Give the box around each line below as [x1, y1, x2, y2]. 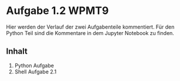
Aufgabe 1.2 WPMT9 [6, 4, 109, 17]
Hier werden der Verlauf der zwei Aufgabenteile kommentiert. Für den [6, 23, 175, 30]
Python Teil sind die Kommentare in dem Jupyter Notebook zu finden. [6, 29, 175, 36]
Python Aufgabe [14, 62, 55, 69]
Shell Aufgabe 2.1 [14, 68, 57, 75]
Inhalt [6, 47, 28, 57]
